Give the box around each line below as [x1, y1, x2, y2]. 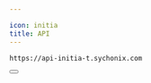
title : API [9, 29, 50, 38]
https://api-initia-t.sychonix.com [9, 54, 143, 62]
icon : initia [9, 21, 58, 29]
